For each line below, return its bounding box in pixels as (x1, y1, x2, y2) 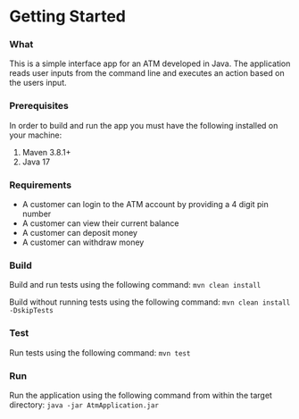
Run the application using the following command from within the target (9, 390, 272, 400)
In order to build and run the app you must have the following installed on (9, 120, 278, 130)
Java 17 (21, 156, 51, 167)
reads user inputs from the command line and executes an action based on (9, 68, 285, 79)
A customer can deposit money (21, 228, 138, 239)
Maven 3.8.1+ (21, 147, 71, 157)
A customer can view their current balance (21, 218, 179, 229)
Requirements (9, 179, 72, 191)
